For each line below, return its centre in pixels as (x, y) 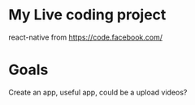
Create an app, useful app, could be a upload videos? (98, 92)
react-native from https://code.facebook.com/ (86, 37)
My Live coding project (87, 15)
